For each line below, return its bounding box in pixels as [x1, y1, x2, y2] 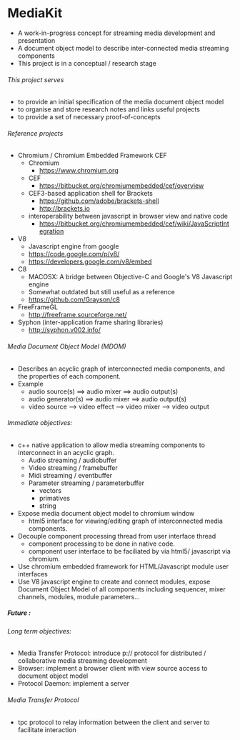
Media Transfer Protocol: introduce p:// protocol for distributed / [17, 649, 206, 658]
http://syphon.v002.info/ [28, 326, 101, 334]
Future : [7, 609, 31, 617]
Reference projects [7, 129, 64, 137]
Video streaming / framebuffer [28, 463, 118, 472]
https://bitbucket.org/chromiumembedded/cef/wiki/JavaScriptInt [39, 219, 230, 228]
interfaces [17, 569, 48, 578]
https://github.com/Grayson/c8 [28, 295, 120, 304]
